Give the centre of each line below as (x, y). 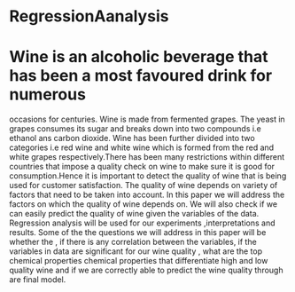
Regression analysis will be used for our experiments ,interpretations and (143, 223)
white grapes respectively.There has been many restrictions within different (147, 157)
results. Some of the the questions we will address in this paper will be (138, 233)
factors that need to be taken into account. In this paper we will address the (147, 195)
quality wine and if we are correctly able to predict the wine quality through (146, 270)
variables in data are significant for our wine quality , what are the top (136, 251)
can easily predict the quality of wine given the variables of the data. (134, 214)
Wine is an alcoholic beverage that (139, 57)
